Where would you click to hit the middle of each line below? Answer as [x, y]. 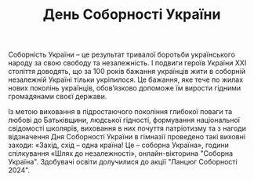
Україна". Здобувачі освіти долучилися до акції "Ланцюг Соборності [123, 162]
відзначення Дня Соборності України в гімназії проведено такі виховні [127, 137]
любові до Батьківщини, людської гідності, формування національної [124, 120]
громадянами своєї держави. [58, 97]
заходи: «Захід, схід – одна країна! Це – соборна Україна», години [119, 145]
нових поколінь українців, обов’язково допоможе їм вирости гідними [125, 88]
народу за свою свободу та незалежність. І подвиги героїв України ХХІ [127, 63]
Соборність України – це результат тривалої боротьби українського [122, 55]
